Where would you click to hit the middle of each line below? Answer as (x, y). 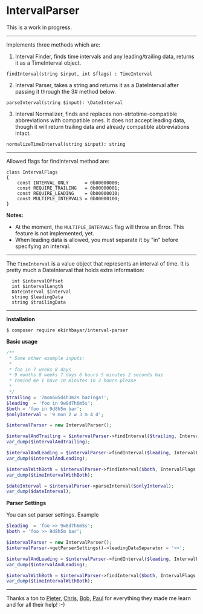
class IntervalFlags (32, 172)
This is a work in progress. (39, 27)
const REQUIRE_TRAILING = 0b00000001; (69, 188)
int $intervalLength (37, 286)
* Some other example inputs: (47, 358)
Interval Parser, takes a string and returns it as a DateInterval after (97, 85)
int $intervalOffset (37, 281)
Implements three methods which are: (53, 44)
